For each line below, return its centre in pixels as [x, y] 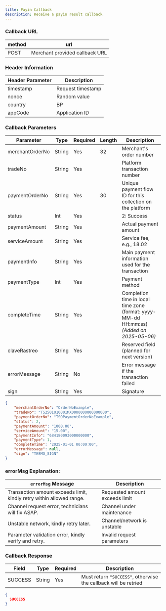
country [17, 105]
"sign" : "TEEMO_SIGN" [36, 454]
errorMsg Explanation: [33, 471]
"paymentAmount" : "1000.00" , [44, 426]
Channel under [118, 506]
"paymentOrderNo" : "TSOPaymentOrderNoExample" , [64, 417]
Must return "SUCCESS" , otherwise [120, 577]
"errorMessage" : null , [37, 449]
